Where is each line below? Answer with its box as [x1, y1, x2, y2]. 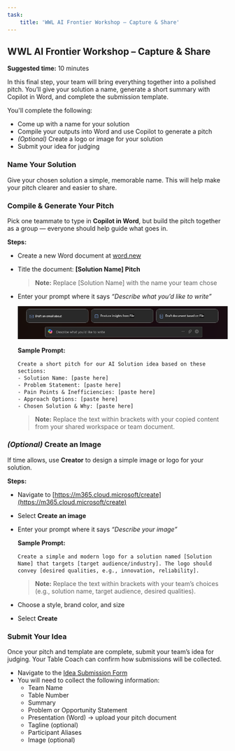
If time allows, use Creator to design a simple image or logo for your [7, 456, 204, 464]
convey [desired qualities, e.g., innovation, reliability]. [17, 567, 200, 574]
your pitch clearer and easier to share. [7, 183, 117, 192]
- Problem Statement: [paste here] [17, 381, 122, 389]
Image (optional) [27, 736, 76, 744]
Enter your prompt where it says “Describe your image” [17, 525, 178, 533]
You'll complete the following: [7, 106, 93, 115]
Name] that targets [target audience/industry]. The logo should [17, 560, 212, 567]
